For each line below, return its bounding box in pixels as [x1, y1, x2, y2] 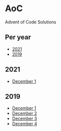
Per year [5, 33, 31, 41]
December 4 [12, 121, 37, 127]
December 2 [12, 111, 37, 116]
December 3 [12, 115, 37, 122]
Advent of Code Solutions [5, 19, 57, 25]
